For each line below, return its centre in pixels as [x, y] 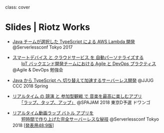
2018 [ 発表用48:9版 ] [33, 125]
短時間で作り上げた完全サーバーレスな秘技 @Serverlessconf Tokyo [90, 119]
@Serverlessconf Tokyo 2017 [43, 47]
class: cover [18, 7]
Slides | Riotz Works [48, 27]
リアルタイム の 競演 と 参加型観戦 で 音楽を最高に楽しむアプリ [77, 96]
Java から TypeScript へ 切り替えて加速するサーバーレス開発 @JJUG [83, 80]
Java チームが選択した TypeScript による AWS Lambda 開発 [74, 41]
